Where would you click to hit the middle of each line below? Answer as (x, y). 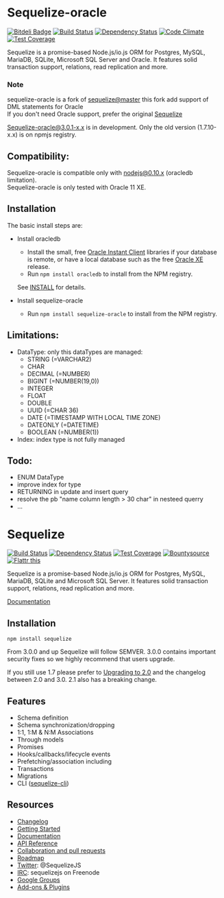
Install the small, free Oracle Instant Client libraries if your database (122, 252)
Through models (40, 740)
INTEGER (40, 388)
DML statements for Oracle (45, 107)
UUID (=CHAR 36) (53, 410)
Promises (30, 747)
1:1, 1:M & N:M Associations (55, 733)
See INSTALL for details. (51, 287)
